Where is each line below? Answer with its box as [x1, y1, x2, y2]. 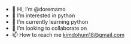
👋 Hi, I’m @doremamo [11, 6, 66, 12]
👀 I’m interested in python [11, 12, 75, 19]
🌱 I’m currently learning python [11, 18, 89, 25]
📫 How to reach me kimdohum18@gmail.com [11, 32, 124, 38]
